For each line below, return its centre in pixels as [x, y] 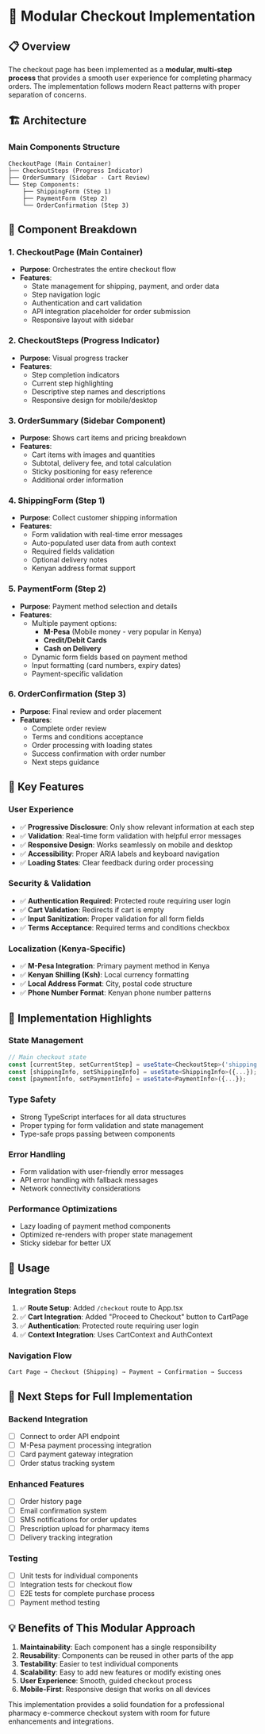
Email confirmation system [63, 1510]
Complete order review [69, 728]
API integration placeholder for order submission [111, 312]
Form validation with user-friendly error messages [102, 1171]
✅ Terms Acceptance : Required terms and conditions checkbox [125, 927]
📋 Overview [40, 46]
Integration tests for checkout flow [76, 1585]
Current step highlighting [72, 383]
